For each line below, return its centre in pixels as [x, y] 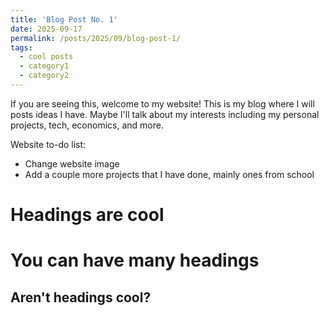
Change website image [72, 163]
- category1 [44, 66]
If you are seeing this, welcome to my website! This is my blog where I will [162, 103]
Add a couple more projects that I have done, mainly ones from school [169, 174]
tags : [21, 47]
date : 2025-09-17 [46, 29]
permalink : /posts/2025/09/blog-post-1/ [96, 38]
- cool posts [46, 57]
